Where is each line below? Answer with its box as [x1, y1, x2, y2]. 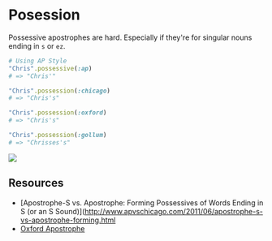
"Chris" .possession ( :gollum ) [8, 131, 107, 140]
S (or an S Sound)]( [19, 206, 85, 216]
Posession [8, 6, 80, 24]
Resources [8, 176, 64, 190]
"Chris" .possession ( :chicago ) [8, 87, 111, 95]
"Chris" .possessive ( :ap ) [8, 64, 93, 72]
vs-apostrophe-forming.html [19, 215, 116, 225]
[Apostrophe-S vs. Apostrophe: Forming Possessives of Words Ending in [19, 197, 264, 208]
